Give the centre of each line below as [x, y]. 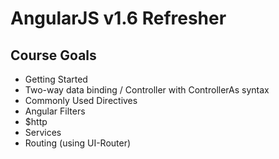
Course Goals [53, 55]
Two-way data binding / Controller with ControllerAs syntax [147, 90]
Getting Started [56, 79]
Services [43, 132]
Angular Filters [55, 111]
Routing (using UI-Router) [78, 143]
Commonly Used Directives [81, 100]
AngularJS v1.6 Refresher [118, 18]
